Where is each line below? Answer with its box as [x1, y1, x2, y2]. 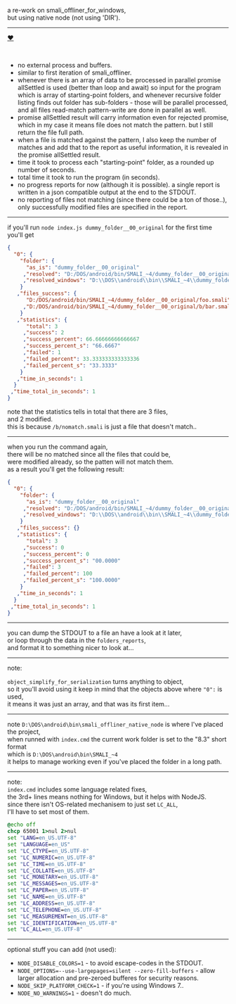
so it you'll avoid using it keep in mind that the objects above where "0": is [7, 685, 223, 694]
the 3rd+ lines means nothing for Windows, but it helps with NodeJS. [7, 793, 207, 801]
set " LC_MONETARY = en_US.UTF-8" [7, 874, 99, 881]
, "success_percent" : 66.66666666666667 [22, 336, 140, 343]
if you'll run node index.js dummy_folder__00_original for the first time [7, 223, 213, 231]
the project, [7, 727, 41, 736]
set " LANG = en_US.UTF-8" [7, 834, 77, 841]
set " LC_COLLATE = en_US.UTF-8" [7, 867, 96, 875]
